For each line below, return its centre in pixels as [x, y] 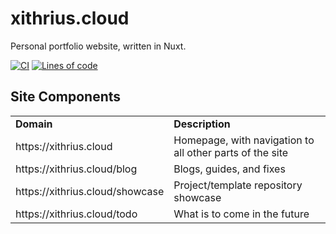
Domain [34, 124]
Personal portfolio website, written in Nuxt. [98, 46]
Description [202, 124]
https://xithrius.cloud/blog [76, 169]
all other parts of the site [231, 152]
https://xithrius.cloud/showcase [90, 191]
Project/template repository [238, 185]
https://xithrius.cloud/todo [76, 214]
